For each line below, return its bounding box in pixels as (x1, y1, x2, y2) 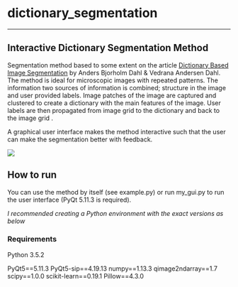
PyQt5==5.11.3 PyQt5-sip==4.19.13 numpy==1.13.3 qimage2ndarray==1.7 (7, 264, 218, 273)
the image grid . (7, 114, 54, 122)
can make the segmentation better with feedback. (7, 135, 153, 143)
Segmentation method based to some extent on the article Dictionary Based (7, 60, 229, 69)
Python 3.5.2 (7, 250, 45, 259)
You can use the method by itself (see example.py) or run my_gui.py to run (7, 188, 225, 196)
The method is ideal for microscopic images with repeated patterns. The (7, 76, 218, 85)
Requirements (7, 234, 57, 244)
